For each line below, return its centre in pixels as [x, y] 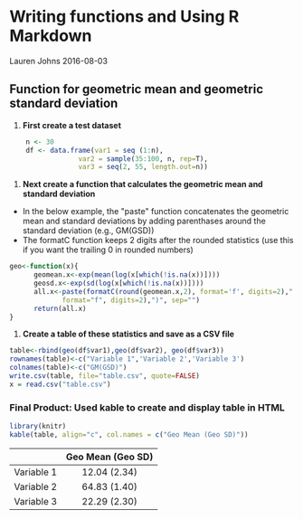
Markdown [51, 36]
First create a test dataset [72, 125]
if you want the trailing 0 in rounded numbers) [108, 250]
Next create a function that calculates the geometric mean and [143, 184]
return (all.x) [60, 308]
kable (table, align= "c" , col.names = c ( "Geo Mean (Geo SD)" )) [129, 434]
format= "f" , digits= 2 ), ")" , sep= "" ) [131, 300]
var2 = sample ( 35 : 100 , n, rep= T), [143, 159]
